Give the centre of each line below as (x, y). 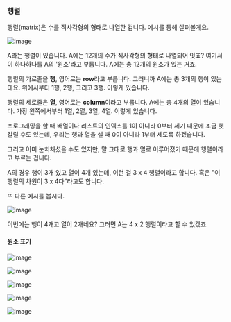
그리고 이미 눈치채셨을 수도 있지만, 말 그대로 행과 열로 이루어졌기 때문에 (103, 149)
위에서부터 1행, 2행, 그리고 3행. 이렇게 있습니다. (86, 87)
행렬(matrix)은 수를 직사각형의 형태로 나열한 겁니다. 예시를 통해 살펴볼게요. (108, 27)
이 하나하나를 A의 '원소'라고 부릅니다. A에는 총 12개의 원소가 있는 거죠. (102, 65)
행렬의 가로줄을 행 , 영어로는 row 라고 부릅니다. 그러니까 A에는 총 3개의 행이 (108, 79)
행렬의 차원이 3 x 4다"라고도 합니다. (56, 181)
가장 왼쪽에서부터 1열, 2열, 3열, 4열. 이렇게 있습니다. (87, 111)
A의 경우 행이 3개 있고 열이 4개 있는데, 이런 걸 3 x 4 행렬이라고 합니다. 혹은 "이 (114, 173)
